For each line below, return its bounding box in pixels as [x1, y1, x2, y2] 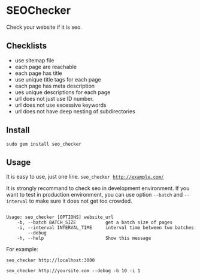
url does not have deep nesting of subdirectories [14, 107, 136, 115]
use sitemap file [14, 56, 54, 64]
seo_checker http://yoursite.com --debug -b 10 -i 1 [6, 268, 141, 274]
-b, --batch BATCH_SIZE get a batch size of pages [17, 219, 172, 225]
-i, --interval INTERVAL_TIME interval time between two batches [17, 225, 195, 231]
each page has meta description [14, 82, 95, 89]
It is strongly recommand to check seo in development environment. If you [6, 185, 190, 192]
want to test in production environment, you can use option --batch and [6, 191, 183, 198]
